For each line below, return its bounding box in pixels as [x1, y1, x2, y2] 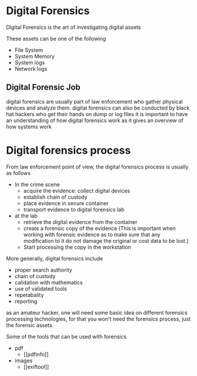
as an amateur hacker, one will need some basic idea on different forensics [6, 309, 188, 316]
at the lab [14, 212, 38, 219]
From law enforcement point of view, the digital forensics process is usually [6, 163, 189, 170]
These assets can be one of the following [6, 35, 106, 42]
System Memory [14, 52, 55, 60]
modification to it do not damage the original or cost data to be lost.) [23, 237, 189, 244]
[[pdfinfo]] [23, 351, 49, 358]
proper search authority [14, 266, 72, 273]
